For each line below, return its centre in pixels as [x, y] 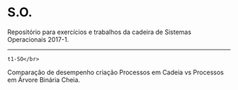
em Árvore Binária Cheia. [44, 79]
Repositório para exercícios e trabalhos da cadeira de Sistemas [100, 32]
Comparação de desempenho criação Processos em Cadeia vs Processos [116, 72]
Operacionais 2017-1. [38, 39]
